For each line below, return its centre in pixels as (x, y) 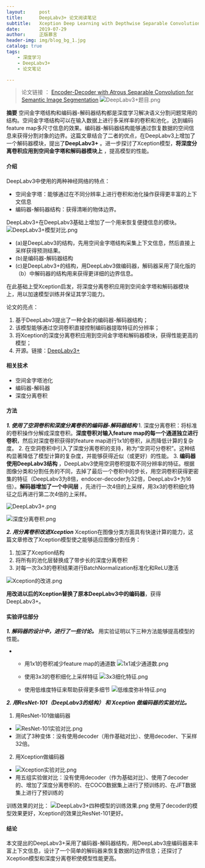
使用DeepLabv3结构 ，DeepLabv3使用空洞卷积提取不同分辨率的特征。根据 (101, 463)
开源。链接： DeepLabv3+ (48, 350)
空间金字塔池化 (34, 380)
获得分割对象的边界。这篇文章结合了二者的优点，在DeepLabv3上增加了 (106, 136)
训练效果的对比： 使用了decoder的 (99, 806)
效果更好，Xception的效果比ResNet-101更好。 (69, 814)
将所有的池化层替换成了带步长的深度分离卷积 (71, 560)
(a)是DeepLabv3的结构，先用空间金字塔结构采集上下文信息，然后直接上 (105, 243)
